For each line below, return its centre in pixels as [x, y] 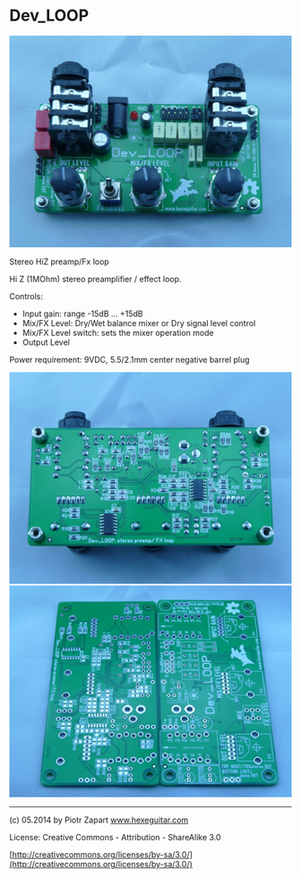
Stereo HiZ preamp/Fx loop [59, 262]
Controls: [26, 296]
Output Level [46, 342]
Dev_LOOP [49, 16]
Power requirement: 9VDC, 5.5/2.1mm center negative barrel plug [129, 359]
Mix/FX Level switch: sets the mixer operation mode [118, 332]
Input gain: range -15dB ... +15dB [82, 314]
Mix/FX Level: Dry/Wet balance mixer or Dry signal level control [139, 323]
